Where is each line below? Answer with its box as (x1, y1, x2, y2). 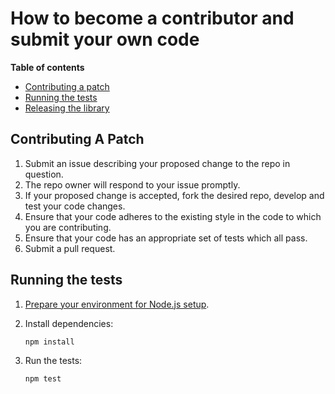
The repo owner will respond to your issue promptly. (24, 178, 241, 191)
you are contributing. (24, 221, 112, 233)
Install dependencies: (24, 317, 114, 329)
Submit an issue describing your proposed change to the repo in (24, 157, 291, 169)
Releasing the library (24, 102, 110, 114)
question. (24, 168, 64, 180)
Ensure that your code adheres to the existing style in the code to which (24, 210, 322, 222)
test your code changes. (24, 200, 126, 212)
